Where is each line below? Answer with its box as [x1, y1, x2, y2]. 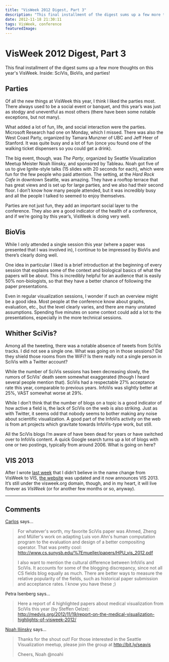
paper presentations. [5, 283, 49, 289]
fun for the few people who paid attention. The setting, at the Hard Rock [5, 171, 154, 177]
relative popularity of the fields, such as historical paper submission [17, 576, 158, 582]
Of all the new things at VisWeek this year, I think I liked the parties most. [5, 98, 156, 104]
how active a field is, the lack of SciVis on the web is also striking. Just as [5, 405, 157, 411]
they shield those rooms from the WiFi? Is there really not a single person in [5, 353, 162, 359]
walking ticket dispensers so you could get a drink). [5, 145, 112, 151]
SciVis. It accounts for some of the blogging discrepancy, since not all [17, 565, 162, 571]
